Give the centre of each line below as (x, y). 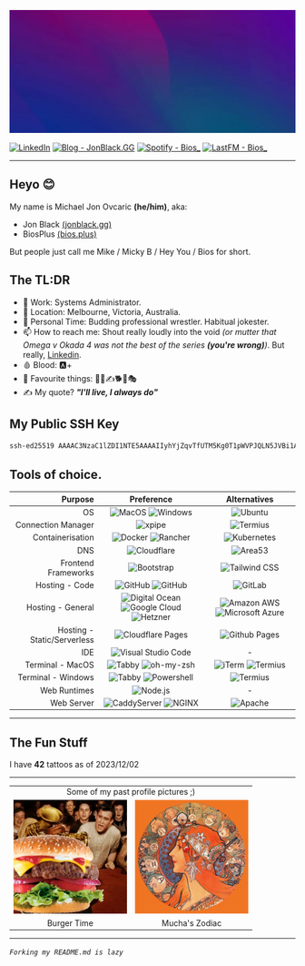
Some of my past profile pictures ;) (131, 792)
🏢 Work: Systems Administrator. (82, 302)
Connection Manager (54, 525)
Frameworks (71, 572)
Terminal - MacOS (59, 665)
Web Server (72, 703)
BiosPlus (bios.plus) (59, 234)
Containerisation (64, 537)
